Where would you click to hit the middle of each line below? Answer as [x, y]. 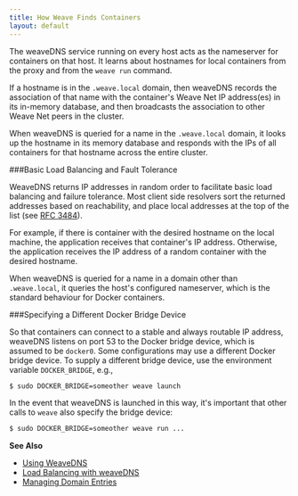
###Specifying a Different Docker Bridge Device [98, 314]
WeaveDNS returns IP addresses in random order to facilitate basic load [141, 186]
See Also [26, 446]
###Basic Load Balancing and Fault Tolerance [93, 169]
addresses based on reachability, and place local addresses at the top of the [149, 205]
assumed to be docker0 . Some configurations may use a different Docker [142, 351]
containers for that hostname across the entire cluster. [109, 152]
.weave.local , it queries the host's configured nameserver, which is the [140, 287]
